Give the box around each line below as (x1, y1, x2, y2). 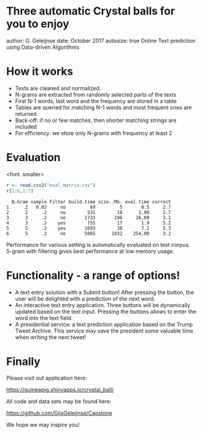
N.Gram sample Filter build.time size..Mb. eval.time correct (11, 199, 171, 205)
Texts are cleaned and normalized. (14, 85, 101, 92)
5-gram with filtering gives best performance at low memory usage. (6, 247, 175, 255)
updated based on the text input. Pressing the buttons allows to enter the (14, 308, 197, 315)
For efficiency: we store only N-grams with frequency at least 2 (14, 129, 172, 136)
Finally (6, 354, 41, 368)
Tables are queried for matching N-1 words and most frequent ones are (14, 104, 192, 111)
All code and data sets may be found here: (6, 398, 112, 405)
